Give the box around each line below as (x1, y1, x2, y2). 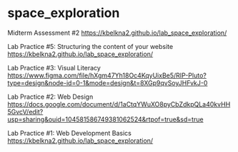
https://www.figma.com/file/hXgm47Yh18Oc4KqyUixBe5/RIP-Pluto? (7, 71, 207, 80)
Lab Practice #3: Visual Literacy (7, 63, 101, 72)
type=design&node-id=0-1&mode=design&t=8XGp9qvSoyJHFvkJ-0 (7, 78, 208, 87)
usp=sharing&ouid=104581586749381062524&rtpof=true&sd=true (7, 115, 204, 124)
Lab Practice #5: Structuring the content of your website (7, 42, 174, 50)
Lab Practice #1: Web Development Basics (7, 129, 132, 137)
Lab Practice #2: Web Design (7, 92, 94, 101)
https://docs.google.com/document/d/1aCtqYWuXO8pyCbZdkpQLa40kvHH (7, 99, 231, 108)
